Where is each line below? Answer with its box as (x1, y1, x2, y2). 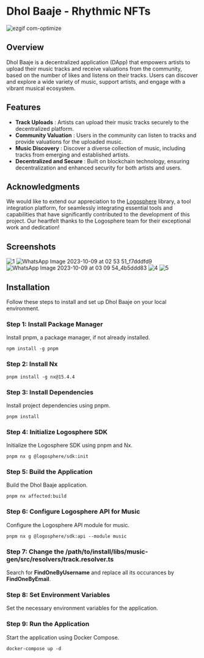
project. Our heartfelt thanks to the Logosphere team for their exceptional (6, 217, 191, 224)
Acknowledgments (6, 182, 81, 192)
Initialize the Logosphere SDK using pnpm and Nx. (6, 442, 133, 449)
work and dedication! (6, 224, 60, 231)
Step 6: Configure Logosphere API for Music (6, 508, 140, 516)
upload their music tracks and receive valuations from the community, (6, 65, 182, 72)
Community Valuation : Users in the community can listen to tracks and (15, 131, 197, 139)
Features (6, 102, 41, 113)
